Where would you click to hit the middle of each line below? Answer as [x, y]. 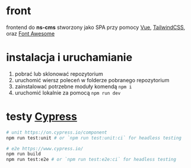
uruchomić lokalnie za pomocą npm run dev [68, 92]
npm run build [24, 154]
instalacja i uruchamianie [69, 58]
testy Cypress [42, 117]
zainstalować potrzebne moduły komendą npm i [73, 86]
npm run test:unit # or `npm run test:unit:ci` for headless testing [94, 138]
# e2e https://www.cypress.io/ [45, 148]
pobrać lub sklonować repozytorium [59, 74]
